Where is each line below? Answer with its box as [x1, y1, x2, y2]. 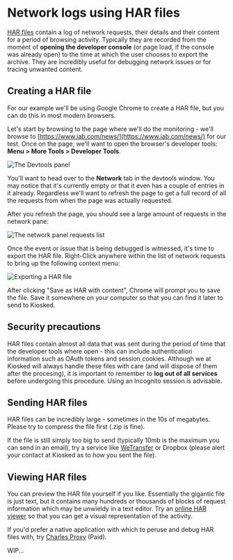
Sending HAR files [7, 396, 88, 409]
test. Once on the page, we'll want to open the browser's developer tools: [7, 139, 218, 148]
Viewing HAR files [7, 471, 87, 483]
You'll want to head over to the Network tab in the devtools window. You [7, 174, 215, 182]
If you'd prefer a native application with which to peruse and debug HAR [7, 525, 214, 534]
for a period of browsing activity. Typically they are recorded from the [7, 35, 207, 43]
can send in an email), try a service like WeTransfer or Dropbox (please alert [7, 444, 225, 452]
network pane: [7, 217, 49, 225]
